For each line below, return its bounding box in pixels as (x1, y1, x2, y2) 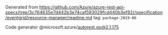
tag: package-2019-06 (93, 15, 137, 20)
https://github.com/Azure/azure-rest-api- (39, 4, 125, 10)
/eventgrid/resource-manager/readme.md (5, 15, 92, 20)
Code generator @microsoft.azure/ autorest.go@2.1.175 (5, 24, 119, 30)
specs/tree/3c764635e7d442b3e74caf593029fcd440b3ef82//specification (5, 9, 163, 15)
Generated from (5, 4, 39, 10)
